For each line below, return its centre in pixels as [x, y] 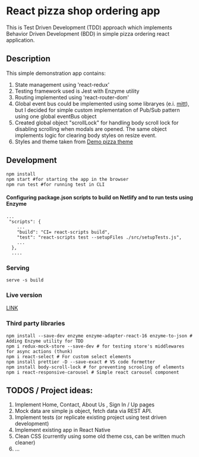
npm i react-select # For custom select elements [69, 356]
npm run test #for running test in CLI [56, 184]
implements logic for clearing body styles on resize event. [86, 135]
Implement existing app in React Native [63, 430]
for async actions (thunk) [40, 351]
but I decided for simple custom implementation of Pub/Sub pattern [97, 110]
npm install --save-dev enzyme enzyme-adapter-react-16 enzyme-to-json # [99, 336]
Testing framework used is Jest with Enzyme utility [77, 91]
